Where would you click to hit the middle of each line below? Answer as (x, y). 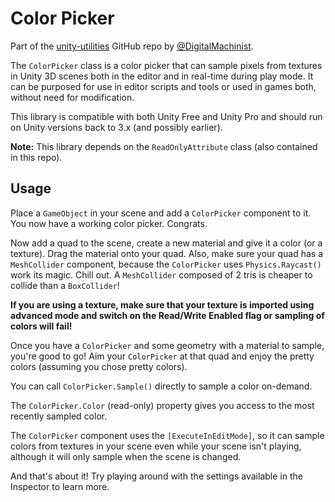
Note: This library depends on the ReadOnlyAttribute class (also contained (164, 146)
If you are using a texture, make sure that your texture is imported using (162, 304)
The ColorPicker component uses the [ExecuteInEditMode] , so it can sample (167, 435)
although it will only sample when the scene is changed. (126, 456)
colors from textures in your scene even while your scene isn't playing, (156, 446)
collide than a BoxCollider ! (65, 285)
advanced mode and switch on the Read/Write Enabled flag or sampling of (167, 315)
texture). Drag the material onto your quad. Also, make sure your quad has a (167, 253)
